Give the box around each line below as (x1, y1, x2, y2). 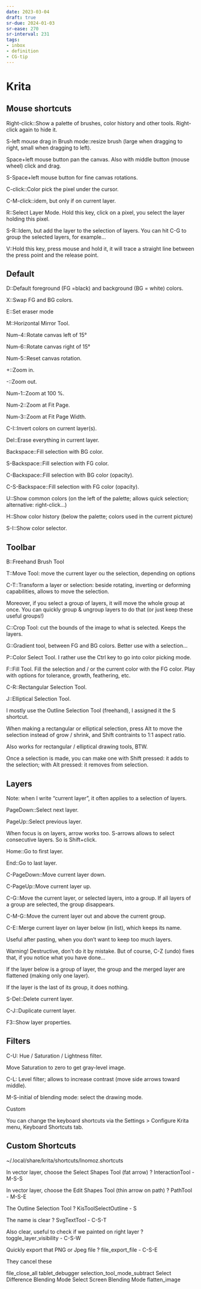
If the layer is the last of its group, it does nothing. (6, 983, 129, 991)
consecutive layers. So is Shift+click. (6, 836, 97, 844)
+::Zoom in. (6, 366, 35, 374)
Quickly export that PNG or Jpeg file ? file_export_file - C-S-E (6, 1246, 158, 1253)
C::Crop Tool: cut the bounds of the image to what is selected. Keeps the (6, 624, 186, 632)
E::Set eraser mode (6, 308, 54, 315)
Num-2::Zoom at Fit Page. (6, 401, 70, 409)
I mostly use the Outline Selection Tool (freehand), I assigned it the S (6, 707, 176, 714)
